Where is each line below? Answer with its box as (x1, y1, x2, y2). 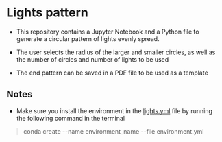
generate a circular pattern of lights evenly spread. (16, 34, 160, 43)
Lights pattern (6, 5, 88, 21)
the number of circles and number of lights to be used (16, 55, 169, 63)
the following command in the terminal (16, 114, 125, 122)
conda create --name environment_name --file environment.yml (23, 127, 204, 135)
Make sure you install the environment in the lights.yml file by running (16, 106, 213, 115)
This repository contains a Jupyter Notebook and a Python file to (16, 27, 199, 36)
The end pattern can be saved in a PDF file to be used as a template (16, 69, 208, 77)
